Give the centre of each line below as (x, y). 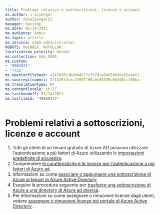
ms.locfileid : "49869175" (32, 98)
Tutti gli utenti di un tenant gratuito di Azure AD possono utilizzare (80, 148)
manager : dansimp (23, 24)
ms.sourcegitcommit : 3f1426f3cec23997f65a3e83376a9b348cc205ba (72, 80)
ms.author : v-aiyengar (29, 15)
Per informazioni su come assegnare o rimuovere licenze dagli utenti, (84, 195)
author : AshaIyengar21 (29, 19)
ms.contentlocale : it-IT (31, 89)
